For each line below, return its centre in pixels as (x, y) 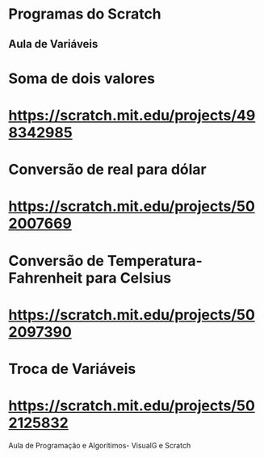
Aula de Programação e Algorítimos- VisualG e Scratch (100, 445)
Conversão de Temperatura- (106, 261)
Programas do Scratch (85, 14)
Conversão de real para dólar (108, 170)
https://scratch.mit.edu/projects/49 (132, 115)
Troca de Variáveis (72, 369)
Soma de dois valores (82, 78)
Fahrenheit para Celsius (90, 277)
